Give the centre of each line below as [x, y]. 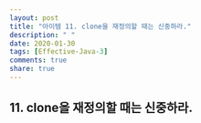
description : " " [42, 35]
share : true [32, 69]
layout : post [34, 18]
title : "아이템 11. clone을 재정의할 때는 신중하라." [100, 26]
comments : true [38, 60]
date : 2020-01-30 [42, 43]
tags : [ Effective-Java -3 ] [58, 52]
